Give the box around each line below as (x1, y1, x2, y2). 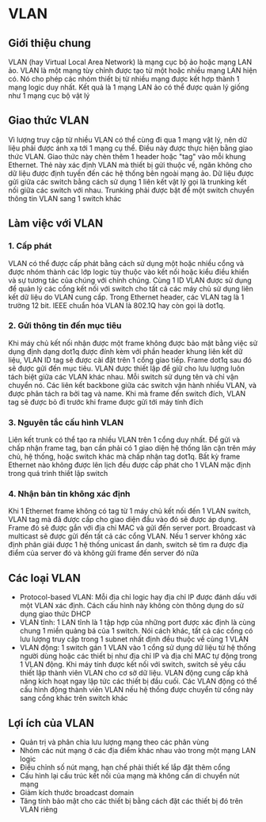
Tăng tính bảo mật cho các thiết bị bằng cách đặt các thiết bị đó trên (19, 797, 244, 806)
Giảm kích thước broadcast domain (19, 788, 135, 797)
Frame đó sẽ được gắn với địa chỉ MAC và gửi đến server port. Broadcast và (8, 523, 256, 533)
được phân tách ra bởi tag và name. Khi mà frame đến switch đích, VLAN (8, 389, 246, 398)
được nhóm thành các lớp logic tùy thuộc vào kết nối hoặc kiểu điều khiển (8, 267, 249, 276)
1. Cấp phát (8, 241, 52, 252)
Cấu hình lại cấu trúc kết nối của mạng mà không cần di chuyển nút (19, 771, 240, 781)
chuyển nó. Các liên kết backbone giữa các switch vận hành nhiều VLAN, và (8, 380, 257, 390)
